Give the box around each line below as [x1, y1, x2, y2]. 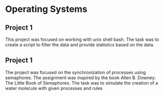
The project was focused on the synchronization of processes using [5, 69, 146, 75]
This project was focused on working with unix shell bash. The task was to [5, 36, 159, 42]
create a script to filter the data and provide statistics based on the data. [5, 42, 154, 48]
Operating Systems [5, 3, 88, 15]
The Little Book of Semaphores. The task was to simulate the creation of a [5, 80, 158, 86]
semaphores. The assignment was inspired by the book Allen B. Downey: [5, 75, 156, 81]
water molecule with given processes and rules [5, 85, 103, 91]
